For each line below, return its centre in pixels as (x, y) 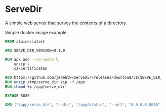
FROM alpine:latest (25, 41)
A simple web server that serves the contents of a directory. (66, 23)
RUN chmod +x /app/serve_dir (35, 87)
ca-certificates (31, 69)
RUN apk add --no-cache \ (32, 59)
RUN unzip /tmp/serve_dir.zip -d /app (45, 82)
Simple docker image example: (37, 32)
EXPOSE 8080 (17, 96)
